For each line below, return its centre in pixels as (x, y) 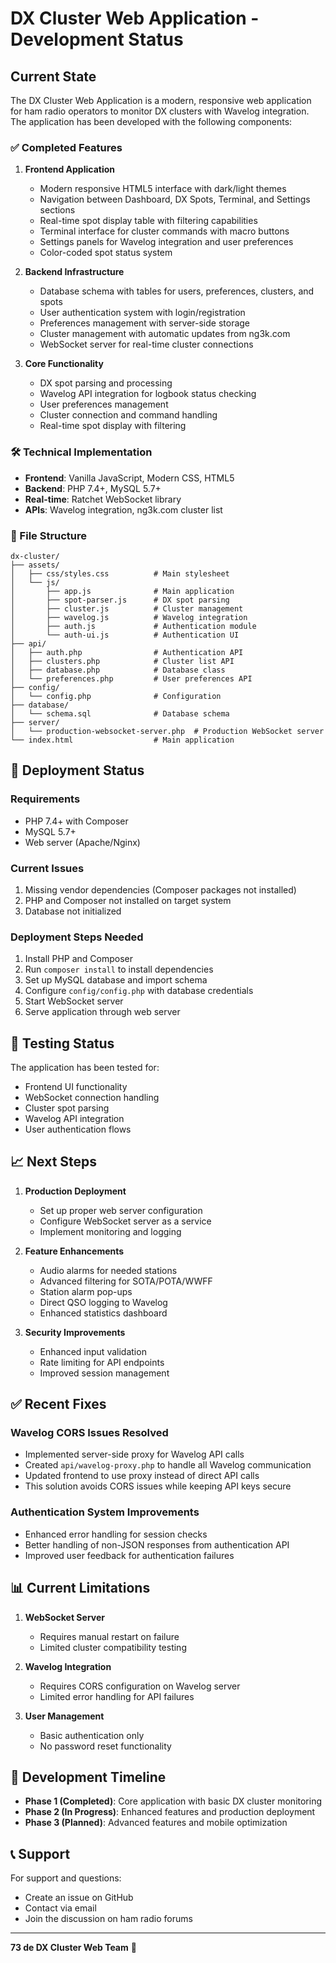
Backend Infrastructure (74, 272)
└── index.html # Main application (122, 740)
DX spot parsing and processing (106, 383)
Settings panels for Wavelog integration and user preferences (166, 242)
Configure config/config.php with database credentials (139, 991)
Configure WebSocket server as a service (125, 1221)
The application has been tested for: (85, 1067)
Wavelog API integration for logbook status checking (148, 394)
